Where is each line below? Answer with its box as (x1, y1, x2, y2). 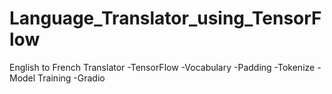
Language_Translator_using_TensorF (9, 7, 322, 30)
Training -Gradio (37, 72, 106, 84)
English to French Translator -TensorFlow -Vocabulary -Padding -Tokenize (9, 61, 316, 73)
